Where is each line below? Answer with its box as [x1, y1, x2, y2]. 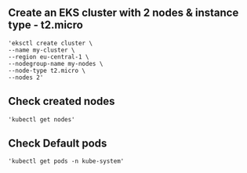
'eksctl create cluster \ [8, 39, 93, 47]
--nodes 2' [8, 74, 44, 81]
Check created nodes [8, 95, 115, 108]
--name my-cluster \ [8, 46, 76, 54]
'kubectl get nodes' [8, 115, 76, 124]
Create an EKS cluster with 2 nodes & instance [8, 6, 239, 20]
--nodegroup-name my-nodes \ [8, 59, 104, 67]
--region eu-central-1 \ [8, 52, 89, 61]
